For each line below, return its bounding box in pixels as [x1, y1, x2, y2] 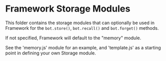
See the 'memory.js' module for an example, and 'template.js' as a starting [5, 44, 161, 50]
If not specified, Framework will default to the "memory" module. [5, 35, 142, 41]
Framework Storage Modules [5, 3, 131, 15]
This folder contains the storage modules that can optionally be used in [5, 20, 155, 26]
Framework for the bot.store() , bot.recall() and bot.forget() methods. [5, 25, 159, 31]
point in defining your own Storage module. [5, 50, 96, 56]
